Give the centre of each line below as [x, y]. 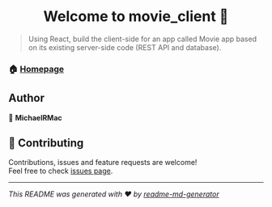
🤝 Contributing [46, 144]
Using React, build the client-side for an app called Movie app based [142, 39]
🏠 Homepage [36, 69]
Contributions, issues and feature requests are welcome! [103, 163]
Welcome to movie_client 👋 [136, 17]
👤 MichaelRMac [35, 117]
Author [26, 98]
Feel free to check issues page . [61, 171]
